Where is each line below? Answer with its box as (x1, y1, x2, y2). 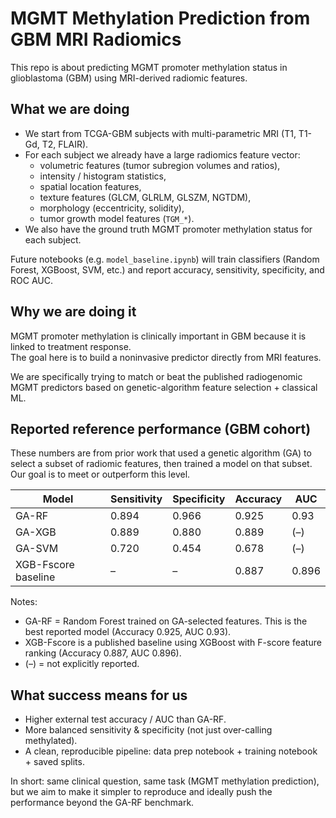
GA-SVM (15, 542, 59, 556)
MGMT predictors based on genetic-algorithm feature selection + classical (10, 381, 318, 393)
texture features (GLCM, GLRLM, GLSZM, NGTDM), (39, 191, 252, 203)
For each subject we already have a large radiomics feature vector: (24, 148, 301, 161)
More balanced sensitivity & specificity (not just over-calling (24, 724, 273, 736)
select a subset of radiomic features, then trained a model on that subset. (10, 458, 313, 470)
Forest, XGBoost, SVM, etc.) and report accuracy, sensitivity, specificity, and (10, 263, 325, 276)
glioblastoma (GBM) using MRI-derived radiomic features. (10, 72, 248, 84)
